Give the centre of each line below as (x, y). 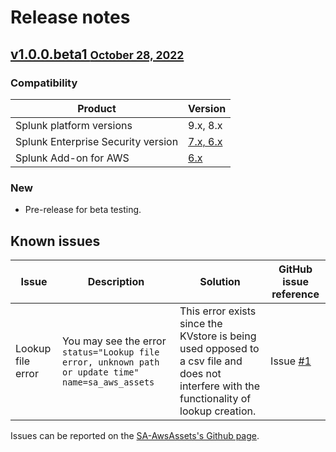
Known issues (55, 241)
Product (97, 108)
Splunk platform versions (74, 125)
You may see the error (114, 341)
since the (201, 323)
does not (200, 373)
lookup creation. (218, 411)
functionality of (215, 398)
